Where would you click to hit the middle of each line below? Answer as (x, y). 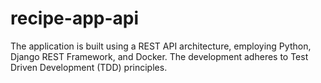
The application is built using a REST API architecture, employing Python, (161, 46)
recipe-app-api (75, 18)
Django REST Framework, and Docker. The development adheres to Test (159, 56)
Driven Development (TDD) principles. (89, 67)
